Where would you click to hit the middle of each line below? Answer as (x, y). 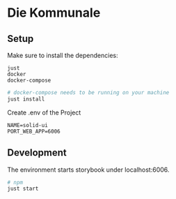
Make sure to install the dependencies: (63, 55)
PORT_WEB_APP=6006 (34, 131)
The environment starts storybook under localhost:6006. (88, 170)
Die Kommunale (54, 13)
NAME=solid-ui (28, 125)
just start (23, 189)
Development (37, 153)
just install (26, 99)
